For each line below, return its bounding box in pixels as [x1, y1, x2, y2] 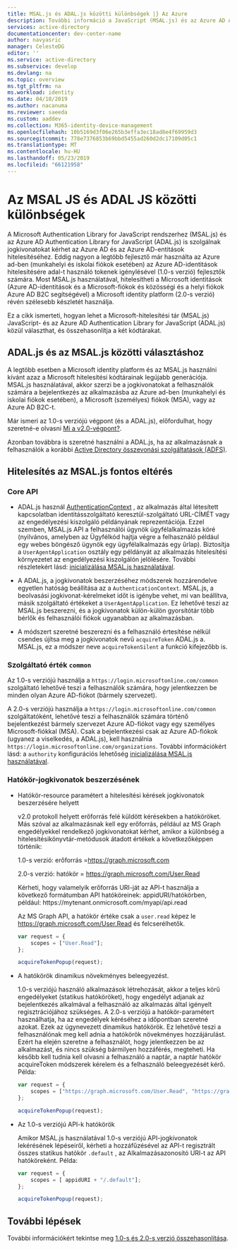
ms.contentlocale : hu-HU [7, 148, 80, 155]
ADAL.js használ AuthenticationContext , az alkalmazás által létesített [17, 502, 219, 512]
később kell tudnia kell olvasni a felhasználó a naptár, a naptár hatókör [17, 1053, 221, 1061]
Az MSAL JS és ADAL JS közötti [7, 191, 197, 207]
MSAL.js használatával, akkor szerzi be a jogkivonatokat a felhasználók [7, 380, 214, 389]
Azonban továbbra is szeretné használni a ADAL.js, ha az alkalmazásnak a [7, 438, 223, 446]
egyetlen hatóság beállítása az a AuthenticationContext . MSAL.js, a [17, 584, 214, 593]
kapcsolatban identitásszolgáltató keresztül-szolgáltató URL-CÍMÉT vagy [17, 510, 230, 519]
